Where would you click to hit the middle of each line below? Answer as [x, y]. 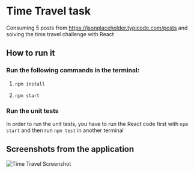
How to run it [31, 53]
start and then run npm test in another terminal [65, 130]
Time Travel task [49, 11]
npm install [30, 84]
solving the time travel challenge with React [60, 34]
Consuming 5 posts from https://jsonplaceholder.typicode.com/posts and [97, 28]
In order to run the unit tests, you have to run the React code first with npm [97, 124]
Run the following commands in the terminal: [73, 71]
